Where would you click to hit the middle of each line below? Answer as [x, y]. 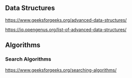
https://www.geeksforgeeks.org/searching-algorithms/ [61, 70]
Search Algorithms [28, 59]
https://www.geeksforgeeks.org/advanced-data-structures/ [66, 20]
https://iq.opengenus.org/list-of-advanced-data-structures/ [66, 30]
